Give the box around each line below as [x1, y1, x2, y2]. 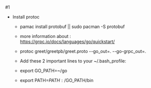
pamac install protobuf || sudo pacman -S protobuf [19, 23, 125, 29]
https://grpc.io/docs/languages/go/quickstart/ [19, 38, 115, 44]
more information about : [19, 33, 71, 39]
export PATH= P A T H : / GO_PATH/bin [19, 77, 94, 83]
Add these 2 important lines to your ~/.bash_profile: [19, 58, 126, 64]
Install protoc [12, 14, 40, 19]
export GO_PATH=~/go [19, 67, 67, 73]
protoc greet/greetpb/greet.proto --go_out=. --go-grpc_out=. [19, 48, 146, 54]
